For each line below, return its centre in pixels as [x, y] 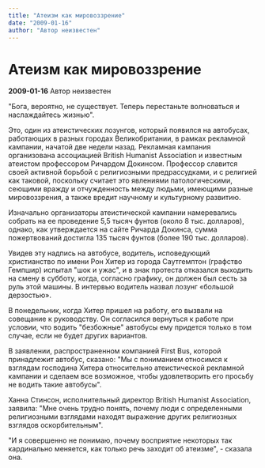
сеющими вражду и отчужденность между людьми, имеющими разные [131, 189]
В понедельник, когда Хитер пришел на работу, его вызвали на [115, 311]
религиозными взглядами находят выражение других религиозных [123, 417]
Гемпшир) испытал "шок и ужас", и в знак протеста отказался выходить [131, 270]
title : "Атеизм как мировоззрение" [67, 15]
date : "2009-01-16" [40, 23]
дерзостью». [30, 295]
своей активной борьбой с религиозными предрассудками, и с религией [132, 172]
